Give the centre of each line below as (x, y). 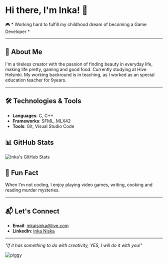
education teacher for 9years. (36, 80)
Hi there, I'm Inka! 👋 (46, 10)
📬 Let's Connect (32, 211)
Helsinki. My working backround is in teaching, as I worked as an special (80, 74)
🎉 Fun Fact (22, 173)
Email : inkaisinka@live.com (40, 225)
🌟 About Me (24, 52)
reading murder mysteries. (32, 190)
